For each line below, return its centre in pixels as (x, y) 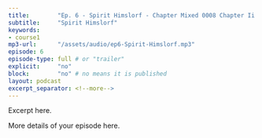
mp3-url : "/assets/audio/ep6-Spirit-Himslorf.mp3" (101, 45)
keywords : (24, 30)
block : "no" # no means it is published (88, 74)
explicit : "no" (40, 67)
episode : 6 (26, 52)
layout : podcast (35, 81)
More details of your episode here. (64, 125)
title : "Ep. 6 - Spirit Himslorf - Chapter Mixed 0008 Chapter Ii (132, 15)
